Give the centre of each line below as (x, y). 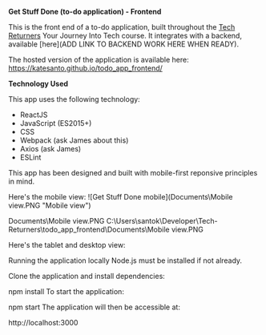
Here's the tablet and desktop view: (67, 245)
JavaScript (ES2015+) (56, 123)
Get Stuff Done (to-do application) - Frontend (85, 12)
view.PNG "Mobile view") (50, 205)
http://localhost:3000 (43, 323)
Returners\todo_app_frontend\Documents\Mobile (89, 229)
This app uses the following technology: (74, 99)
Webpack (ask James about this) (74, 140)
